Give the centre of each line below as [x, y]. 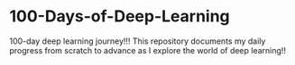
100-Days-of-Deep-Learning [120, 16]
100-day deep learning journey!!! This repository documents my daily [138, 41]
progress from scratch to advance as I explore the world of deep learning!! [148, 50]
